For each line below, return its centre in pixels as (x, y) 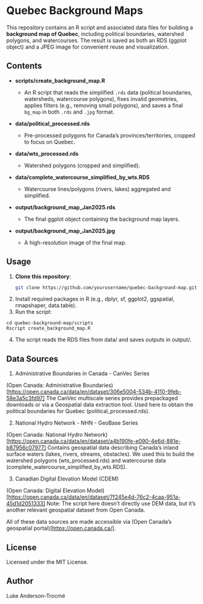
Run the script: (33, 312)
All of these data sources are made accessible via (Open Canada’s (89, 522)
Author (20, 581)
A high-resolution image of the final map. (75, 242)
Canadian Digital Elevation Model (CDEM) (67, 479)
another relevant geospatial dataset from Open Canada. (76, 510)
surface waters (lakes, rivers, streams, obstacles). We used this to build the (100, 454)
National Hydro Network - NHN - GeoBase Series (76, 423)
